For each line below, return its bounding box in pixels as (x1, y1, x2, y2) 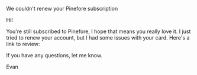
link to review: (6, 41, 40, 47)
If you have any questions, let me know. (6, 52, 102, 58)
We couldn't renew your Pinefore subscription (6, 5, 118, 12)
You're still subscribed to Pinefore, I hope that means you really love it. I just (6, 28, 191, 35)
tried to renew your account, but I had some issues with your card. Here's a (6, 34, 190, 41)
